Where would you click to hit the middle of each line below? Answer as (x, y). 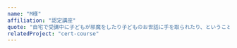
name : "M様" (24, 14)
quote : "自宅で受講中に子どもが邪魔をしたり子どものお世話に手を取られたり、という (114, 27)
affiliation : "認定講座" (42, 20)
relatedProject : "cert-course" (53, 34)
